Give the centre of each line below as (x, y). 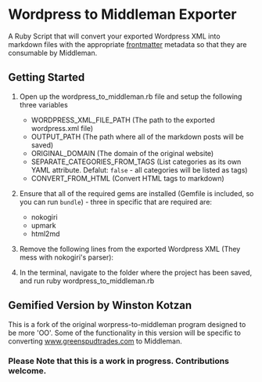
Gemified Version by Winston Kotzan (100, 306)
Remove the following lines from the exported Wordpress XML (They (130, 249)
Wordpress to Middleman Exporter (122, 15)
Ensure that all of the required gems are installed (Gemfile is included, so (136, 193)
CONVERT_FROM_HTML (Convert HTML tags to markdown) (127, 178)
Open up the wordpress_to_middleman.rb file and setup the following (131, 96)
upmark (43, 225)
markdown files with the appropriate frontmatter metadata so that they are (128, 44)
